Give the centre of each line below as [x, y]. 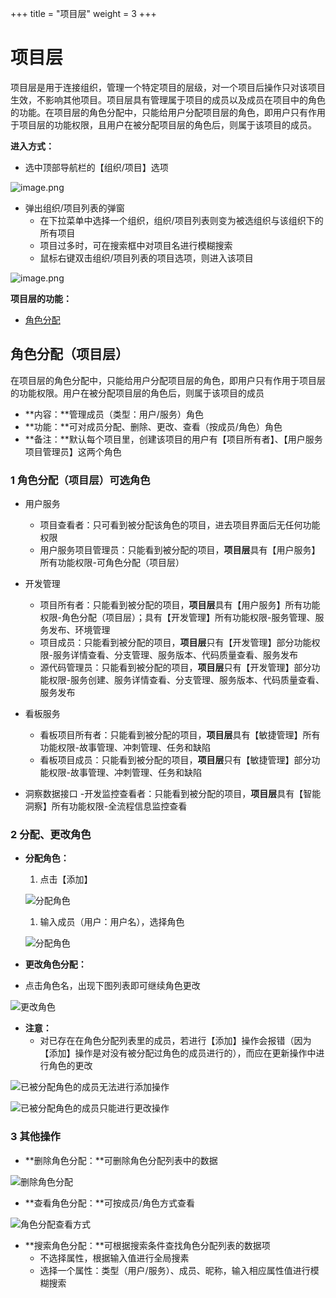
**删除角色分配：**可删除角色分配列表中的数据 [121, 1160]
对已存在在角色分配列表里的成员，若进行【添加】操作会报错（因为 [175, 1041]
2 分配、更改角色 [51, 834]
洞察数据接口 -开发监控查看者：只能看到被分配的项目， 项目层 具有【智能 [173, 794]
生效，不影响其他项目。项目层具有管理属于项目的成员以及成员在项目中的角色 [168, 99]
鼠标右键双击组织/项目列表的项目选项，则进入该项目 [146, 258]
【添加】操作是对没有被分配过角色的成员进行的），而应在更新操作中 [178, 1053]
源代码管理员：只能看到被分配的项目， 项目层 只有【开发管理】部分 [175, 668]
